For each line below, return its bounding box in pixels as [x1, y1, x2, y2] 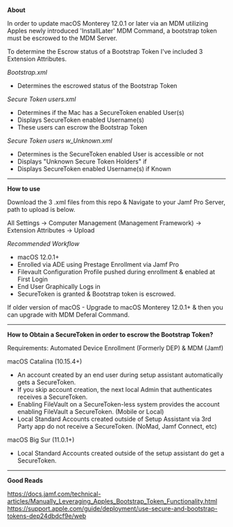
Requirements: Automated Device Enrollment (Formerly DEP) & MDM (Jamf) [7, 344, 224, 352]
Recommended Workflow [7, 240, 80, 248]
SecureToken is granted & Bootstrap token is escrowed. [17, 290, 176, 298]
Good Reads [7, 476, 44, 484]
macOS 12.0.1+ [17, 253, 60, 261]
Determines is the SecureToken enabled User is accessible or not [17, 150, 204, 158]
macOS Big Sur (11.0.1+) [7, 436, 75, 444]
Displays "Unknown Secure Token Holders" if [17, 157, 147, 166]
